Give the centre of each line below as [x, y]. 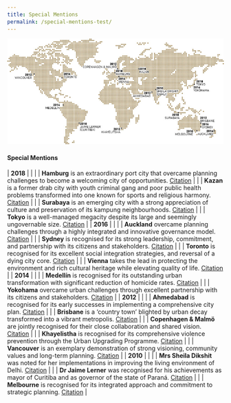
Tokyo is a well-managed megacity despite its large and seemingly [102, 217]
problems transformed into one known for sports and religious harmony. [109, 195]
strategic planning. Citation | [47, 392]
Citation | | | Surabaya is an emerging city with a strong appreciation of [108, 202]
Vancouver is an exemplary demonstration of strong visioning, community [112, 348]
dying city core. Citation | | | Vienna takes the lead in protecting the [102, 260]
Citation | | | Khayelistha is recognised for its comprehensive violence [106, 334]
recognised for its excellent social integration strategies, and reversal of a [111, 253]
